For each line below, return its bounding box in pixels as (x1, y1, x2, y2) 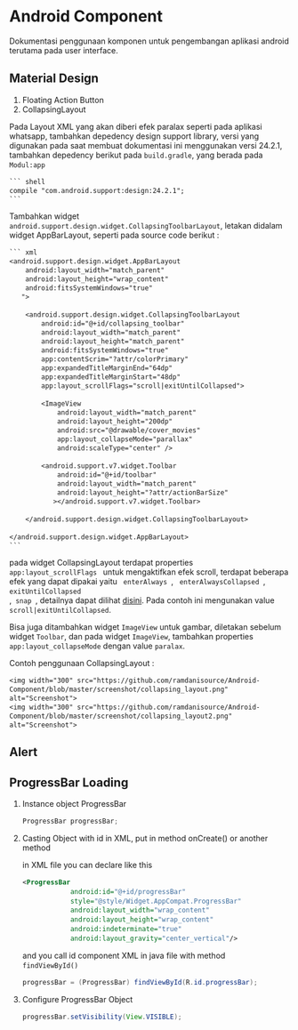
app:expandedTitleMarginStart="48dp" (41, 372, 181, 382)
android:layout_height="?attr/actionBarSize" (56, 487, 229, 497)
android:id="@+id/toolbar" (56, 470, 157, 479)
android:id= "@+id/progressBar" (69, 887, 187, 896)
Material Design (9, 71, 100, 86)
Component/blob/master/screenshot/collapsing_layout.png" (9, 685, 229, 694)
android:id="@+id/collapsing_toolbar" (41, 318, 185, 328)
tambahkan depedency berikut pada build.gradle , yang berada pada (9, 149, 263, 160)
